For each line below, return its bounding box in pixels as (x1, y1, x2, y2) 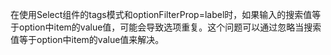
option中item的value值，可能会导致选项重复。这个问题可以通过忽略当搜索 (18, 21, 322, 33)
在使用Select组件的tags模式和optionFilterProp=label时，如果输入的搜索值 (10, 9, 313, 20)
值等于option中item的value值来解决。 (10, 34, 165, 45)
